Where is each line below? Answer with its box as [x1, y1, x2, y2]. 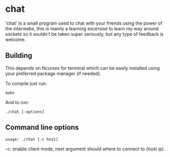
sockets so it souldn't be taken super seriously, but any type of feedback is [5, 31, 164, 37]
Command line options [5, 123, 79, 132]
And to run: [5, 99, 29, 105]
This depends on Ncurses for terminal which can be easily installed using [5, 65, 160, 71]
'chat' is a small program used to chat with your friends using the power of [5, 20, 163, 26]
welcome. [5, 36, 26, 43]
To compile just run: [5, 80, 47, 86]
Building [5, 51, 32, 60]
